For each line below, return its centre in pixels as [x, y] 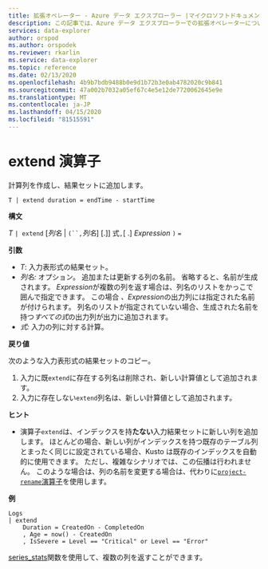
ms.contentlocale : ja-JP [49, 105]
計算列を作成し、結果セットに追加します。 [78, 185]
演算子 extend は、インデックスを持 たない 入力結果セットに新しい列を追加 [139, 431]
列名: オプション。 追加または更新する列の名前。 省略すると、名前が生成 [139, 277]
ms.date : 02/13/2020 [43, 75]
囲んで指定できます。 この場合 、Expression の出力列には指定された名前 [137, 297]
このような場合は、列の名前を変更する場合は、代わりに [126, 471]
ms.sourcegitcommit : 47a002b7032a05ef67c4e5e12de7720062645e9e [116, 90]
